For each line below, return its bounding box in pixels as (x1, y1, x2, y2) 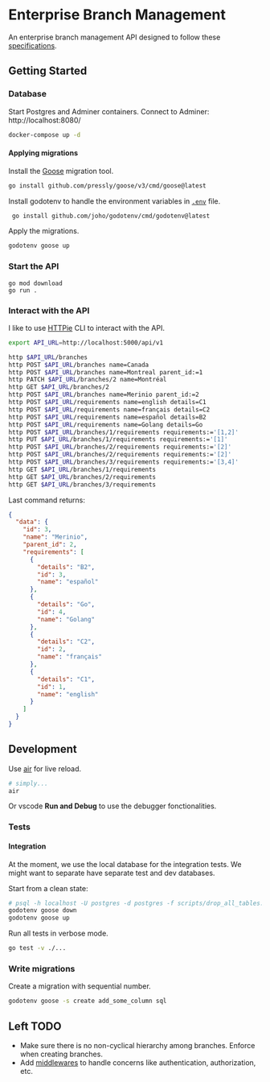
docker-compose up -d (8, 130, 81, 138)
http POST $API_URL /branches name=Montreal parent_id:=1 (8, 368, 203, 376)
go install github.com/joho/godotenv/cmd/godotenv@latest (11, 212, 211, 220)
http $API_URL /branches (8, 353, 88, 361)
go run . (8, 286, 38, 295)
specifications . (8, 40, 58, 50)
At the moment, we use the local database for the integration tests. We (8, 859, 242, 869)
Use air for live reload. (8, 763, 82, 774)
